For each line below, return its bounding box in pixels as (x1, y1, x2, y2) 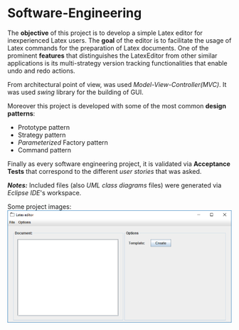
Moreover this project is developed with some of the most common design (7, 101, 226, 110)
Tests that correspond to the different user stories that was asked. (7, 167, 202, 175)
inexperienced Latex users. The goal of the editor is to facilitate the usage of (7, 36, 232, 44)
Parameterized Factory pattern (17, 138, 109, 147)
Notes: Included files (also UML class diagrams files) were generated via (7, 180, 222, 190)
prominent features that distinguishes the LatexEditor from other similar (7, 51, 218, 60)
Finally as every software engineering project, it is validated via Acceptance (7, 159, 231, 168)
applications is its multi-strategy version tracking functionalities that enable (7, 58, 228, 67)
